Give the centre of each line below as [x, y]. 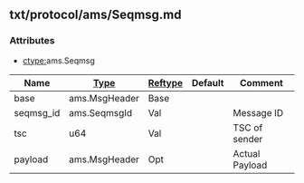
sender [248, 139]
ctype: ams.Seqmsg [58, 60]
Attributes [32, 41]
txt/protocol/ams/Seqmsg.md [95, 15]
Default [208, 82]
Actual [247, 153]
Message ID [258, 112]
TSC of [248, 128]
